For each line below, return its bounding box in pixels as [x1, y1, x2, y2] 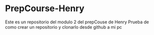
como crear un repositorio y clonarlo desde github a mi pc [5, 24, 122, 30]
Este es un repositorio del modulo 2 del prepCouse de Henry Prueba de [5, 19, 149, 25]
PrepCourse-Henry [5, 3, 85, 14]
